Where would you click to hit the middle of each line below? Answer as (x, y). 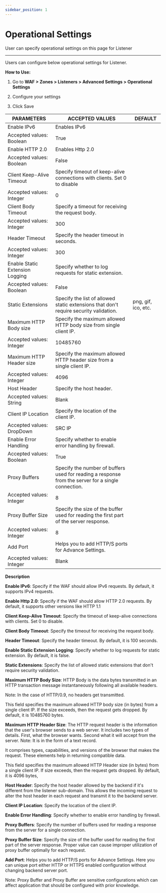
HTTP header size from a (84, 360)
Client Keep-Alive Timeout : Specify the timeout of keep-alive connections (81, 616)
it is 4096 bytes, (22, 775)
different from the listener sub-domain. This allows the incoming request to (82, 790)
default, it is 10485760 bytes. (35, 715)
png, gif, (142, 301)
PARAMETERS (29, 118)
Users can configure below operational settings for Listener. (66, 62)
